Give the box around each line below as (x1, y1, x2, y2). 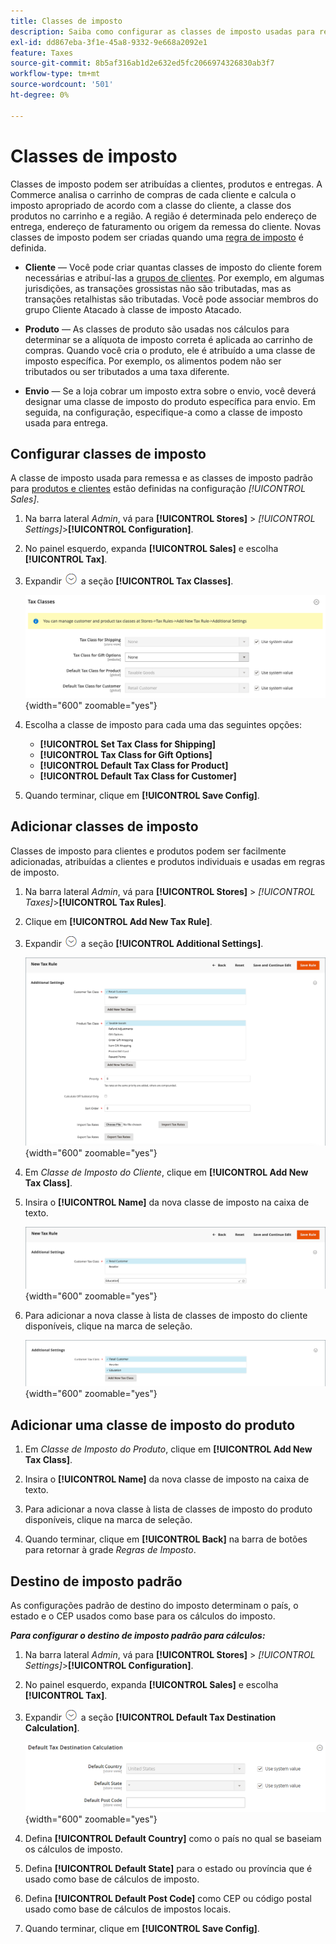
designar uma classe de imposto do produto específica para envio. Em (24, 395, 317, 407)
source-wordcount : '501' (10, 80, 114, 90)
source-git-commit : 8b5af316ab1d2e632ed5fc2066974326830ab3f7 (10, 58, 275, 69)
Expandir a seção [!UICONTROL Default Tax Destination (24, 1711, 277, 1723)
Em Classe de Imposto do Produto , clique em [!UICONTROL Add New (24, 1443, 313, 1455)
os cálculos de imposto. (24, 1843, 123, 1855)
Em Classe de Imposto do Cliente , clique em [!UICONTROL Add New (24, 1166, 309, 1179)
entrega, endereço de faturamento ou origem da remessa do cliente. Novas (10, 220, 322, 232)
